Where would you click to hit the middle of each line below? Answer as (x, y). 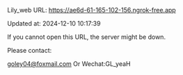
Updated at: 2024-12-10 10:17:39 (54, 23)
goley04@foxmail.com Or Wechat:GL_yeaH (69, 64)
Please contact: (30, 50)
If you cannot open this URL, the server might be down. (86, 37)
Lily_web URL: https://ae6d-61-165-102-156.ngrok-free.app (91, 10)
